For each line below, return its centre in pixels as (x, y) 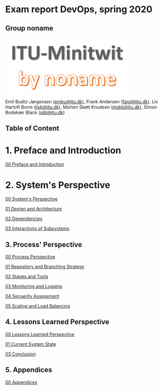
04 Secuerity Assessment (32, 296)
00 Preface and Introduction (35, 164)
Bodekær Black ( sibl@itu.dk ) (35, 112)
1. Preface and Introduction (63, 150)
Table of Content (32, 128)
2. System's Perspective (58, 185)
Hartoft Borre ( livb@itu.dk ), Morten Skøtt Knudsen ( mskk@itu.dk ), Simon (81, 107)
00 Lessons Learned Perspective (40, 334)
